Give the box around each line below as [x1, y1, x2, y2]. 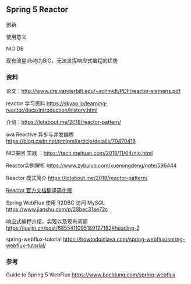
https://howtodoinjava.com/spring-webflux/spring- [63, 236, 185, 243]
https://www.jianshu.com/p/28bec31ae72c [6, 206, 108, 213]
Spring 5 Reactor [6, 5, 69, 15]
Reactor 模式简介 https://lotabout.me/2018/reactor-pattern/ [6, 175, 148, 182]
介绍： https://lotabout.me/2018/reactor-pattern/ [6, 119, 121, 126]
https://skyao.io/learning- [46, 100, 108, 107]
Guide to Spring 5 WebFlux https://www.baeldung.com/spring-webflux [6, 271, 176, 278]
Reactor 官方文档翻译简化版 [6, 187, 73, 194]
